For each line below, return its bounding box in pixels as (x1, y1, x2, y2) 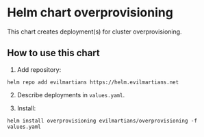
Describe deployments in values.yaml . (16, 90, 125, 99)
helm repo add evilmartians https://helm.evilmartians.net (7, 79, 179, 86)
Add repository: (16, 65, 62, 73)
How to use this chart (7, 47, 101, 59)
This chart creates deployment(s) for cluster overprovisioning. (7, 27, 183, 36)
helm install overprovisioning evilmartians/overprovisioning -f (7, 117, 197, 124)
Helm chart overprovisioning (7, 5, 173, 21)
